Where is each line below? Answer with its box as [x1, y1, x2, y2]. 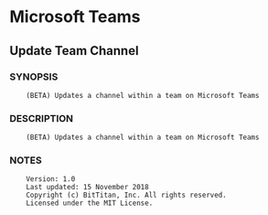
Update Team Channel [9, 43, 139, 59]
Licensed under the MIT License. [26, 199, 154, 208]
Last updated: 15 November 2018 [26, 183, 149, 192]
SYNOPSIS [9, 70, 59, 83]
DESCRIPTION [9, 112, 74, 124]
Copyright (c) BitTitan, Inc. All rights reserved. [26, 190, 227, 200]
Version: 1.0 [26, 175, 76, 184]
